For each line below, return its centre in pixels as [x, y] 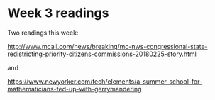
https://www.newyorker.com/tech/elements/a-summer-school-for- [105, 81]
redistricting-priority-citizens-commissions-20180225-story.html [102, 54]
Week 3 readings [58, 13]
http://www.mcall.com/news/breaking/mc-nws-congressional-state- [107, 46]
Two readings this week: [43, 33]
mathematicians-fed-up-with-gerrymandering [75, 89]
